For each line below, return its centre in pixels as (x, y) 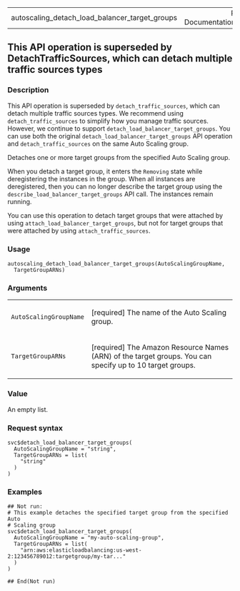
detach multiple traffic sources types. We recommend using (96, 113)
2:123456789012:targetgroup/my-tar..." (67, 557)
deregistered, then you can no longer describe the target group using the (115, 186)
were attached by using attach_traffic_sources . (79, 231)
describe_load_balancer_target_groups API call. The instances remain (110, 194)
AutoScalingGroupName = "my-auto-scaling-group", (89, 538)
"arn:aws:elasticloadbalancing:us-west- (81, 550)
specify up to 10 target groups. (143, 365)
